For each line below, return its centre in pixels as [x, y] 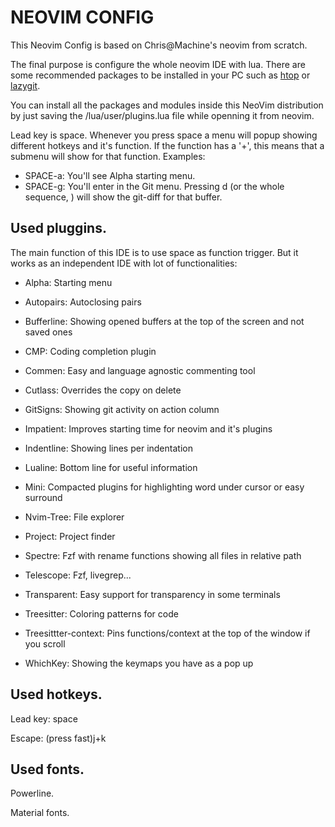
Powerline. [32, 793]
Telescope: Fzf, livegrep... [78, 575]
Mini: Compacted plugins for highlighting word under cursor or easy [164, 487]
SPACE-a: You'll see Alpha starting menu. [110, 175]
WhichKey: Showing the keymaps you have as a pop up [139, 663]
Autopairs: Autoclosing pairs [83, 302]
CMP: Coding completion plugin [90, 351]
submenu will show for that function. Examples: [108, 156]
